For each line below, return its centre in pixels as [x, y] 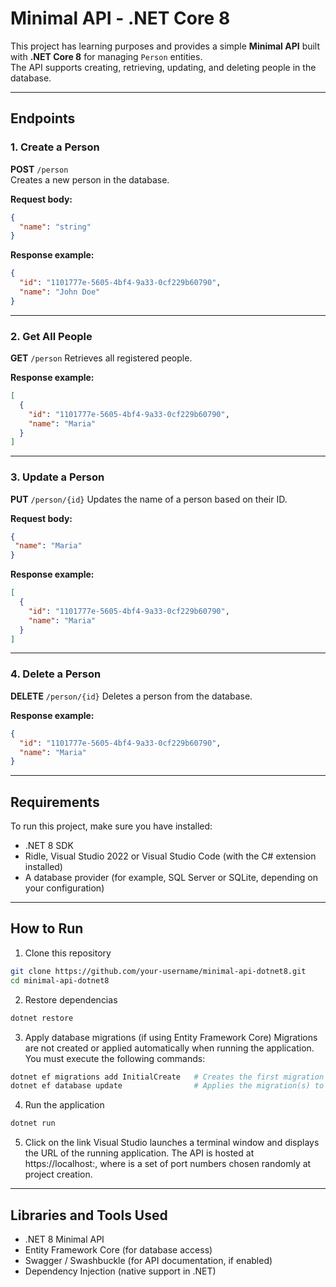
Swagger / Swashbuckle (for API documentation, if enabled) [148, 1260]
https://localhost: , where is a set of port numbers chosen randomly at [168, 1164]
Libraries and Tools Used [89, 1215]
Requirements [55, 802]
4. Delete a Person [56, 674]
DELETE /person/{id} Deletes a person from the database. [131, 696]
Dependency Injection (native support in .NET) [120, 1271]
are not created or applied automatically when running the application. [169, 1048]
